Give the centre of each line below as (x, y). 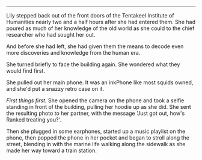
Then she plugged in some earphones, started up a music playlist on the (96, 131)
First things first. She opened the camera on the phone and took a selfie (95, 100)
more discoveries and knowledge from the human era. (73, 53)
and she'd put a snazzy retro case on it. (55, 89)
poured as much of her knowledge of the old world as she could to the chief (100, 28)
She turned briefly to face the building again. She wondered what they (93, 64)
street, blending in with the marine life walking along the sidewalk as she (96, 144)
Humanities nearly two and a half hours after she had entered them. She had (101, 22)
